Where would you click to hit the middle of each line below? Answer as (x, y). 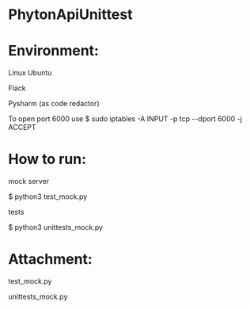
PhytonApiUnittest (70, 15)
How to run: (47, 159)
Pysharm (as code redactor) (54, 104)
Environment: (53, 51)
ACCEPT (23, 128)
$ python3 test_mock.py (48, 196)
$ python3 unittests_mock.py (56, 227)
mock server (29, 181)
